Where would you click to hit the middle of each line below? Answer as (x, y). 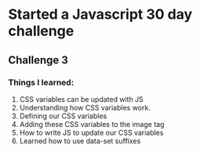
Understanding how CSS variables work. (85, 107)
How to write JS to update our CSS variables (91, 132)
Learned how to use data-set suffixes (80, 141)
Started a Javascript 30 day (100, 14)
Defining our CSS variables (63, 116)
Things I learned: (41, 82)
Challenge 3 (38, 60)
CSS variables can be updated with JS (81, 99)
